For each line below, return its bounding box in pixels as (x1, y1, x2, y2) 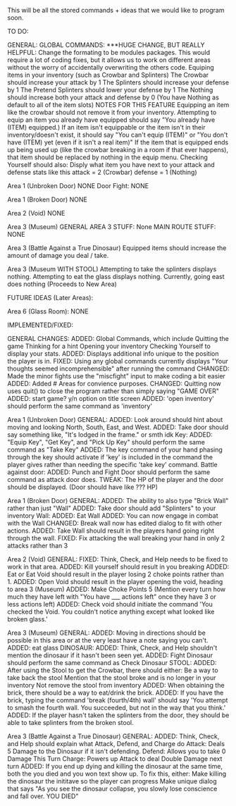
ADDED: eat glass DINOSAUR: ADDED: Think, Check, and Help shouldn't (7, 644, 218, 652)
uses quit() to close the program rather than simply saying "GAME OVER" (7, 387, 220, 395)
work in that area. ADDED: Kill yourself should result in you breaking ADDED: (7, 563, 230, 571)
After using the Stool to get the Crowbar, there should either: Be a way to (7, 666, 218, 674)
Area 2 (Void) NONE (7, 209, 66, 217)
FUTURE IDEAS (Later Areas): (7, 294, 94, 302)
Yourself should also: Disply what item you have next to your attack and (7, 161, 215, 168)
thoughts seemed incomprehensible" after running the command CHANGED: (7, 364, 230, 373)
